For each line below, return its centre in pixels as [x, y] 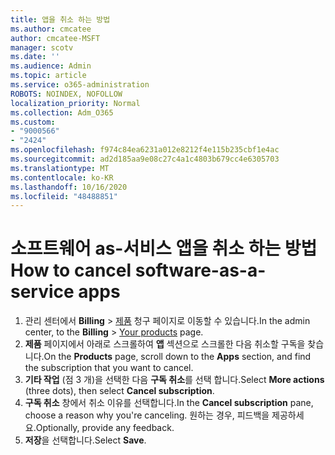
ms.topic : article [48, 76]
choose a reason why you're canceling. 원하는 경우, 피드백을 [147, 415]
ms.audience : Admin [51, 66]
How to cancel [71, 270]
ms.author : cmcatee [51, 29]
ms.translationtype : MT [60, 168]
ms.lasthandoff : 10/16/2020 [69, 187]
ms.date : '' [35, 57]
